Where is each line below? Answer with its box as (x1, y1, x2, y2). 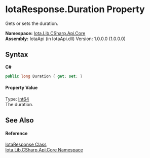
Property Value (5, 85, 38, 91)
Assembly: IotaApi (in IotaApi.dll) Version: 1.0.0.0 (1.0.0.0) (5, 36, 126, 42)
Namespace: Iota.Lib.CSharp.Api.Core (5, 30, 86, 36)
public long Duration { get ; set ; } (5, 74, 83, 79)
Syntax (5, 50, 28, 59)
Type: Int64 (5, 96, 29, 102)
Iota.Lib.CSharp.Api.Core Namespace (5, 147, 84, 153)
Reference (5, 130, 28, 136)
